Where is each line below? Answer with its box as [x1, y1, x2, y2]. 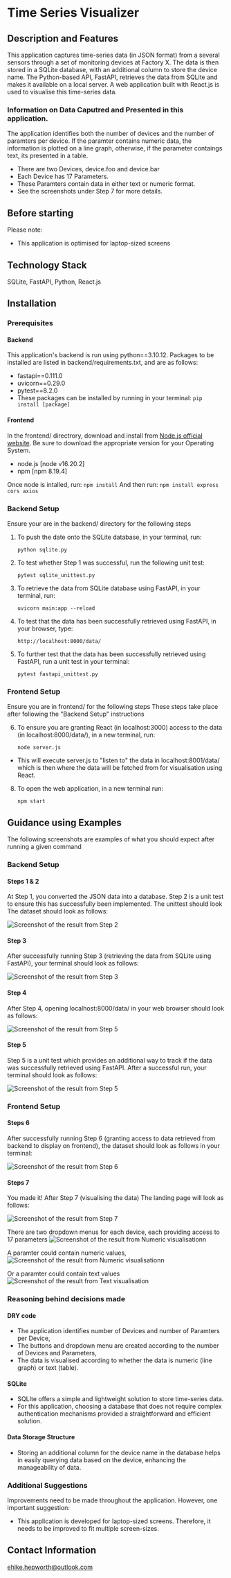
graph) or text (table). [17, 1364, 79, 1372]
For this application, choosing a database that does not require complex [17, 1403, 223, 1411]
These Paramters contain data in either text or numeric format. [17, 180, 196, 188]
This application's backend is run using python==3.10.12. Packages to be [7, 351, 214, 359]
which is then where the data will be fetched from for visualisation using [17, 764, 223, 772]
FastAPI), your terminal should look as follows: [7, 959, 140, 968]
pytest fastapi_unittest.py [17, 671, 98, 678]
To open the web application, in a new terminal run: [17, 784, 164, 793]
